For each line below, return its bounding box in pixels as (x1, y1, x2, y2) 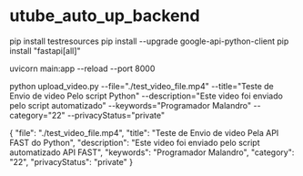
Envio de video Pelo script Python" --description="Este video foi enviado (9, 90, 284, 101)
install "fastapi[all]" (9, 45, 81, 56)
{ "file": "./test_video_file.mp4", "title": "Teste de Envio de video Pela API (9, 127, 279, 138)
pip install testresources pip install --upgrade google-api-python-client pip (9, 36, 289, 47)
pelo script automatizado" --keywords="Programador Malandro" (9, 99, 252, 110)
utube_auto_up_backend (9, 5, 200, 26)
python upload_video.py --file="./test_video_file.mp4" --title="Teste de (9, 80, 275, 91)
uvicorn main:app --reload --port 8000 (9, 63, 156, 74)
